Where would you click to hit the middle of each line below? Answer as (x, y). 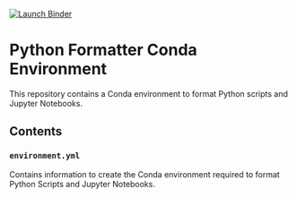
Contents (36, 131)
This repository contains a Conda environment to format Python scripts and (149, 93)
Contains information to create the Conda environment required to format (144, 174)
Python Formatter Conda (103, 50)
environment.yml (45, 156)
